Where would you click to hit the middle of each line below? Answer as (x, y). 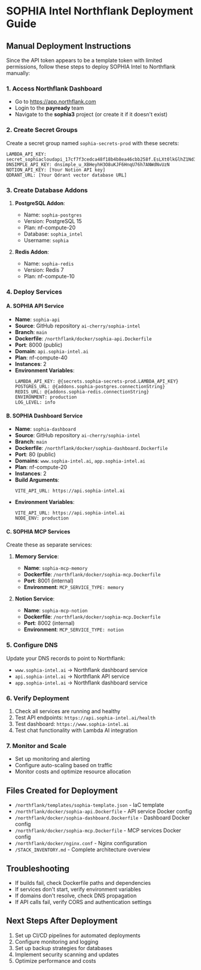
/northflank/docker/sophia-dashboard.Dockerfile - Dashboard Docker (102, 818)
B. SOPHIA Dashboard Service (45, 416)
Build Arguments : (37, 480)
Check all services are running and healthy (68, 711)
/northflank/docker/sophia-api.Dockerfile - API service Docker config (103, 812)
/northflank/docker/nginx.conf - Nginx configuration (81, 843)
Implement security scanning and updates (67, 954)
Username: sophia (46, 240)
